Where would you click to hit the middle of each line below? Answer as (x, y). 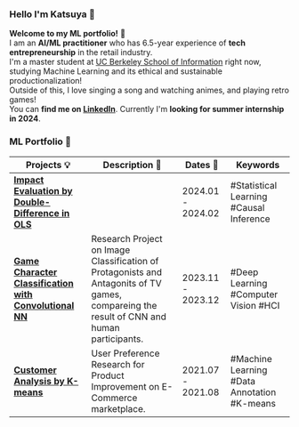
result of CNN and (129, 317)
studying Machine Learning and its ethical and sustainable (116, 71)
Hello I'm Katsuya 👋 (52, 14)
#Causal (247, 207)
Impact (29, 180)
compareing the (124, 305)
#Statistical (254, 185)
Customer (35, 370)
